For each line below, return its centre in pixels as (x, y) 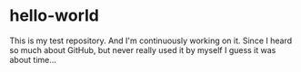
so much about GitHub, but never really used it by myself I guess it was (143, 49)
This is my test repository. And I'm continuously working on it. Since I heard (151, 40)
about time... (33, 59)
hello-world (55, 16)
